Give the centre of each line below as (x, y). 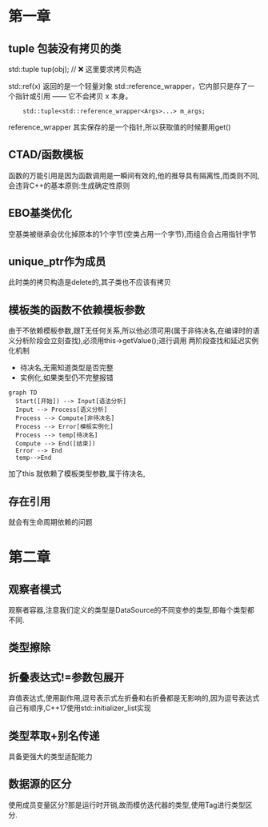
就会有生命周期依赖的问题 (50, 522)
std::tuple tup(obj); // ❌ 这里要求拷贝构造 (75, 69)
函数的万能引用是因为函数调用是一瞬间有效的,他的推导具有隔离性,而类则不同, (134, 175)
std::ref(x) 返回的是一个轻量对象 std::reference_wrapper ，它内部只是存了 (128, 86)
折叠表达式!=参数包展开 (66, 677)
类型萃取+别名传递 (54, 735)
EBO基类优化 (40, 213)
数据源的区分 (40, 784)
